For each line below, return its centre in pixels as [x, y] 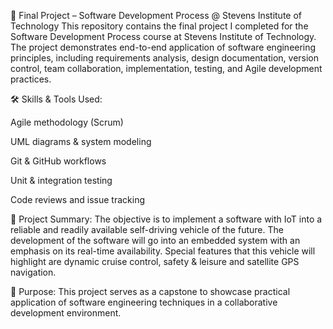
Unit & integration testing [61, 180]
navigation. [33, 272]
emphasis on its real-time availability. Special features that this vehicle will [163, 251]
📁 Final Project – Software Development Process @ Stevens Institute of [156, 15]
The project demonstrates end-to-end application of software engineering [163, 47]
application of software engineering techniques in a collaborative [144, 302]
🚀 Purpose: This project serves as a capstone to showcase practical [150, 291]
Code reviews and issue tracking [78, 199]
